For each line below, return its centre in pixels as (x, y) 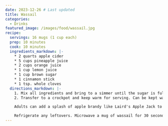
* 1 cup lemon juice (35, 70)
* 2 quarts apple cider (39, 56)
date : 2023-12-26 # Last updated (40, 10)
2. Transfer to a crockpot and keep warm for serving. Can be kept (86, 98)
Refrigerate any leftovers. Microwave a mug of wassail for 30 (81, 116)
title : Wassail (21, 14)
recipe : (13, 33)
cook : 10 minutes (28, 47)
